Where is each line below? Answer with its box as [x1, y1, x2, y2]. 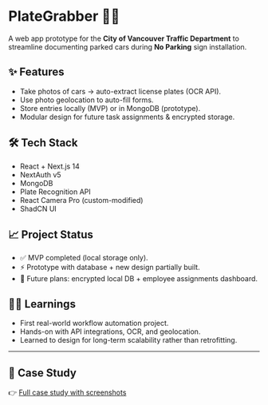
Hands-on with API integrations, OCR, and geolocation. [19, 327, 201, 336]
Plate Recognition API [19, 187, 92, 197]
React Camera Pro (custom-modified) [19, 195, 144, 204]
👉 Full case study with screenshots [8, 387, 127, 397]
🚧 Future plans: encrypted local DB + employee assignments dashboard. [19, 274, 258, 284]
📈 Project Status [8, 228, 94, 241]
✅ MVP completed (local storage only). [19, 253, 149, 263]
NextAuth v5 [19, 169, 61, 179]
